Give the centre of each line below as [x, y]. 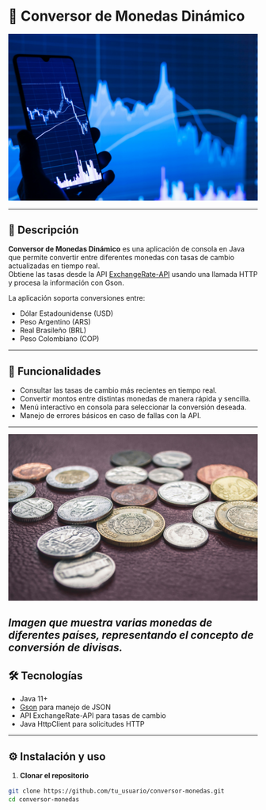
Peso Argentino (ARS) [55, 322]
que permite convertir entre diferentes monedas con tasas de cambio [122, 258]
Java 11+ [34, 699]
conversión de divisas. [66, 648]
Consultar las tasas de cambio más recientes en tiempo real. [118, 390]
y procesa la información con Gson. [66, 283]
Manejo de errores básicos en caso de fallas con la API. [110, 416]
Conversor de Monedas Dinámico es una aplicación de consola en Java [127, 249]
